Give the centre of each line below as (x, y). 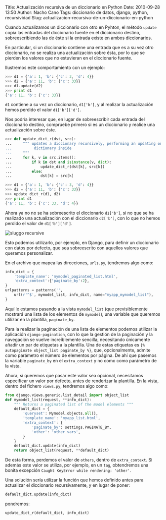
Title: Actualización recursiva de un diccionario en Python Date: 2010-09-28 (83, 7)
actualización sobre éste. (31, 130)
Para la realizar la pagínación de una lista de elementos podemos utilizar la (81, 329)
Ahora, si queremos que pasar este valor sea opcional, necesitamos (74, 375)
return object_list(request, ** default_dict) (62, 451)
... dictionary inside (38, 148)
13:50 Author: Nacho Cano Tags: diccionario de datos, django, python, (77, 12)
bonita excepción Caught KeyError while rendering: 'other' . (68, 470)
